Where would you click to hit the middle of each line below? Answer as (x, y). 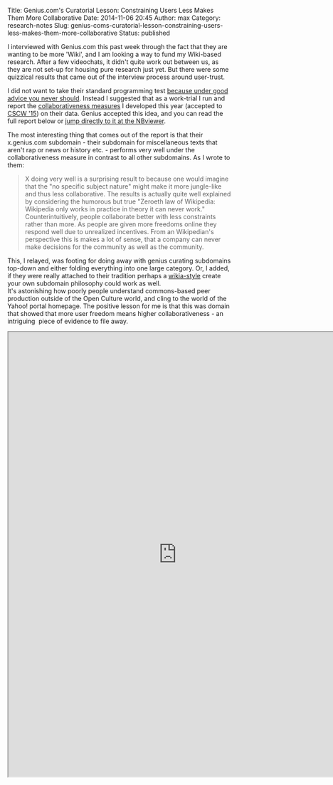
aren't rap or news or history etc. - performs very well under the (101, 150)
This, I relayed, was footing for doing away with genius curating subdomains (119, 260)
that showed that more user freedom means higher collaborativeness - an (116, 314)
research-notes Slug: (38, 25)
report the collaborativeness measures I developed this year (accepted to (115, 106)
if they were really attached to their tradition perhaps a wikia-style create (114, 276)
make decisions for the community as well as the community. (114, 247)
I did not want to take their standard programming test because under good (118, 91)
